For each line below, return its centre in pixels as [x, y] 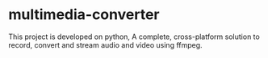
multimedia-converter [84, 15]
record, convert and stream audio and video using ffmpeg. [106, 44]
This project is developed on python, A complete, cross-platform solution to [134, 37]
